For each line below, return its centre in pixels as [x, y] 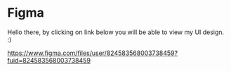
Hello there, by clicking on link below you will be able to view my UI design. [116, 32]
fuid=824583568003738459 [49, 60]
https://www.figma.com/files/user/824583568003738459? [92, 53]
